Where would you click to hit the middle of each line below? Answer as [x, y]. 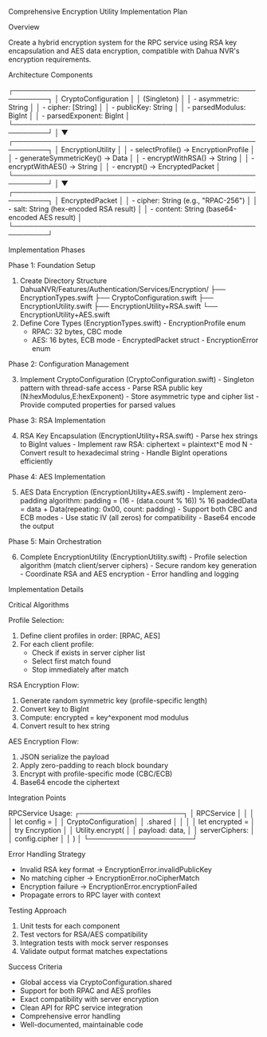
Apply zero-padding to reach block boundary [94, 765]
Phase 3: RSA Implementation [57, 420]
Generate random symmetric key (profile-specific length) [114, 700]
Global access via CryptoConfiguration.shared [96, 982]
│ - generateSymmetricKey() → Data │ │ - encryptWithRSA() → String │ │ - [132, 158]
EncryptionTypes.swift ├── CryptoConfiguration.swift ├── [116, 298]
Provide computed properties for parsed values [98, 405]
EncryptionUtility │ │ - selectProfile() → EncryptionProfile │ [158, 150]
